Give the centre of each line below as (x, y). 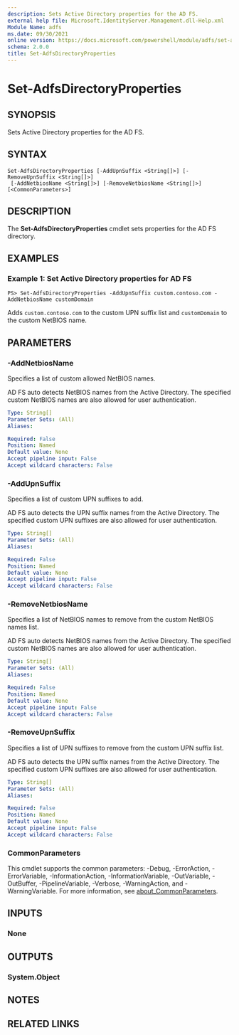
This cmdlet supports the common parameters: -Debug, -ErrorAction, (109, 869)
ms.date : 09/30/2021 (38, 34)
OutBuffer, (22, 883)
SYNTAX (27, 155)
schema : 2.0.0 (28, 47)
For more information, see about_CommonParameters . (139, 891)
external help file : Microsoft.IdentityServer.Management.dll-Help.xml (116, 21)
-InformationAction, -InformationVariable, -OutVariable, (130, 876)
